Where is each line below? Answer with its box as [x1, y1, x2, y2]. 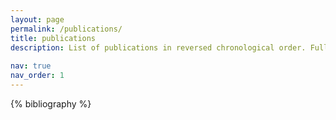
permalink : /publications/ [10, 24, 123, 34]
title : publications [10, 33, 97, 43]
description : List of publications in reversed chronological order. [10, 42, 307, 53]
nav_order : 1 [10, 71, 65, 81]
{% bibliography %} [10, 97, 92, 110]
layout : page [10, 14, 65, 25]
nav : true [10, 61, 52, 71]
